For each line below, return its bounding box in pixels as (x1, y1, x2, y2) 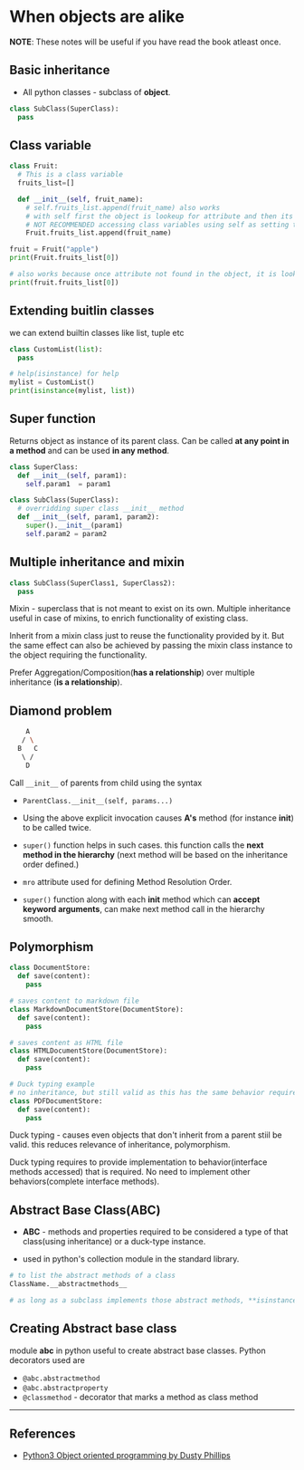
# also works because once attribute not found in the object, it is (9, 270, 278, 279)
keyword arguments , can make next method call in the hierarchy (22, 903, 265, 914)
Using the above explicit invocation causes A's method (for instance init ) (22, 812, 294, 823)
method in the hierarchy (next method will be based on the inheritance (22, 849, 288, 860)
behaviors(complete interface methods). (9, 1176, 160, 1187)
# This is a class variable (17, 170, 124, 179)
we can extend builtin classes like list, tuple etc (9, 327, 185, 338)
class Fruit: (9, 161, 59, 171)
